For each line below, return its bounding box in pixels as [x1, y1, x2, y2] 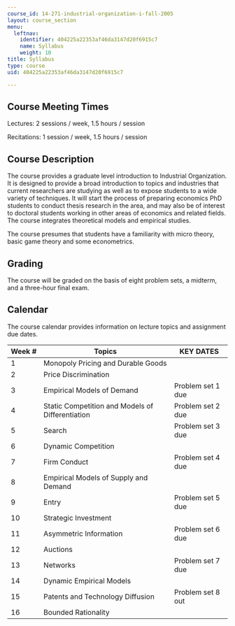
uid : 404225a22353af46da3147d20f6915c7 [7, 69, 124, 76]
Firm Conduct [43, 457, 89, 467]
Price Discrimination [43, 369, 110, 379]
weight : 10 [20, 50, 52, 57]
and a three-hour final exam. [7, 283, 90, 292]
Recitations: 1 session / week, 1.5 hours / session [7, 133, 148, 141]
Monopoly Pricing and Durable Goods [43, 358, 167, 368]
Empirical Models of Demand [43, 385, 138, 395]
